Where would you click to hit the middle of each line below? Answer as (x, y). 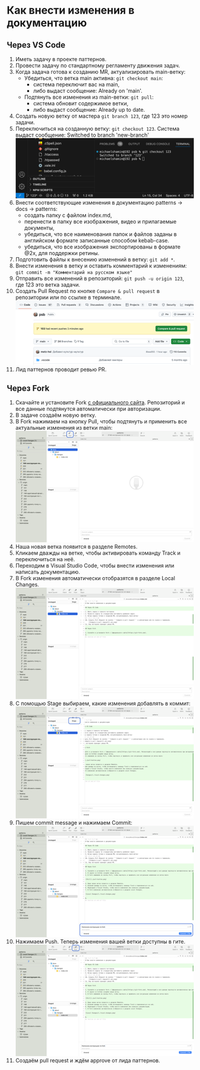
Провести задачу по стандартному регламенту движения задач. (98, 65)
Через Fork (28, 388)
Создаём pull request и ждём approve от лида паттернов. (88, 1060)
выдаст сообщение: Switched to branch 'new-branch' (82, 135)
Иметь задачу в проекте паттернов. (61, 59)
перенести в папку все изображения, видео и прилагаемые (100, 222)
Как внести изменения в (71, 10)
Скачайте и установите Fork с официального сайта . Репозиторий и (100, 402)
